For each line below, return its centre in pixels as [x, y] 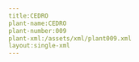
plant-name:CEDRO [38, 23]
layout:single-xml [39, 46]
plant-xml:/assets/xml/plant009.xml [70, 38]
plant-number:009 [38, 31]
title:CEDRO [28, 16]
